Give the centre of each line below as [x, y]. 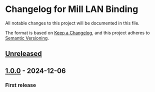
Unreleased [24, 54]
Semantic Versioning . [27, 38]
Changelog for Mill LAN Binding [72, 9]
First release [21, 85]
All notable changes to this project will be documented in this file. [72, 23]
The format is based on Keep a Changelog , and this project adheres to [77, 32]
